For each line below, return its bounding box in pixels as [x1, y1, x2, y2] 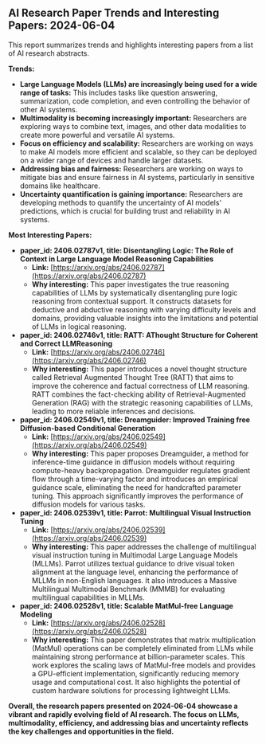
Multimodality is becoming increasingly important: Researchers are [19, 113, 247, 123]
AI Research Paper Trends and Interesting [8, 6, 220, 20]
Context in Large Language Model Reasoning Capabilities [19, 254, 214, 264]
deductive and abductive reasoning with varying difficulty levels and [31, 304, 256, 314]
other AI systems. [19, 104, 78, 114]
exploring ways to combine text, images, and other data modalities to [19, 121, 247, 131]
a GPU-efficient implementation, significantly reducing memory [31, 668, 240, 678]
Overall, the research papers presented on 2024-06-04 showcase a [8, 701, 238, 711]
